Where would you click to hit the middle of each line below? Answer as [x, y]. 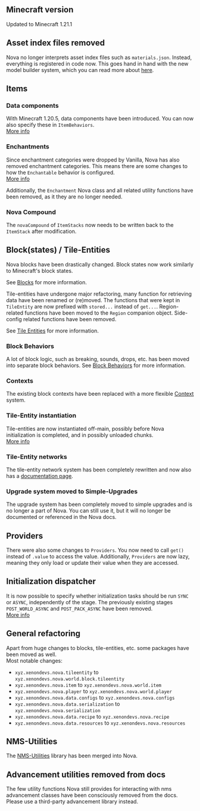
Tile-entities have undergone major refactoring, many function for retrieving [99, 294]
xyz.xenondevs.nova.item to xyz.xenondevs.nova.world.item [88, 685]
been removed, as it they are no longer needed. [65, 197]
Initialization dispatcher [51, 581]
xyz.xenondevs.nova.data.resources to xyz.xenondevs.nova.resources [100, 723]
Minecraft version [40, 10]
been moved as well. [32, 654]
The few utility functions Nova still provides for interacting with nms [89, 789]
